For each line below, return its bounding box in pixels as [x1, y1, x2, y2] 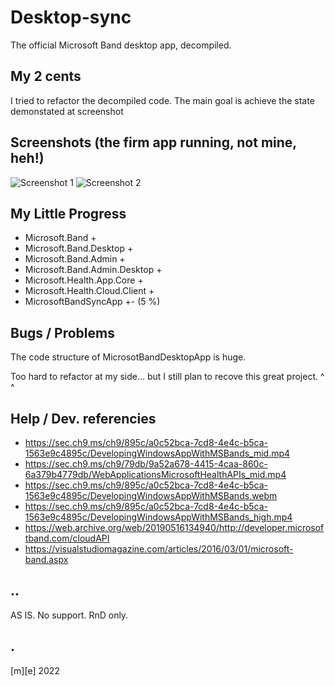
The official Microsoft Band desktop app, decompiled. [10, 39, 232, 51]
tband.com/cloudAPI [24, 532, 110, 544]
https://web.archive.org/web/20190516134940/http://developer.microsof [24, 522, 325, 533]
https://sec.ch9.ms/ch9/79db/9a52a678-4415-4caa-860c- [24, 458, 268, 470]
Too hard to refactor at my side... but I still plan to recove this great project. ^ [10, 371, 325, 383]
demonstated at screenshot [10, 105, 124, 117]
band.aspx [24, 554, 69, 565]
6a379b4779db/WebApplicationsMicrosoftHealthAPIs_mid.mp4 [24, 469, 287, 480]
